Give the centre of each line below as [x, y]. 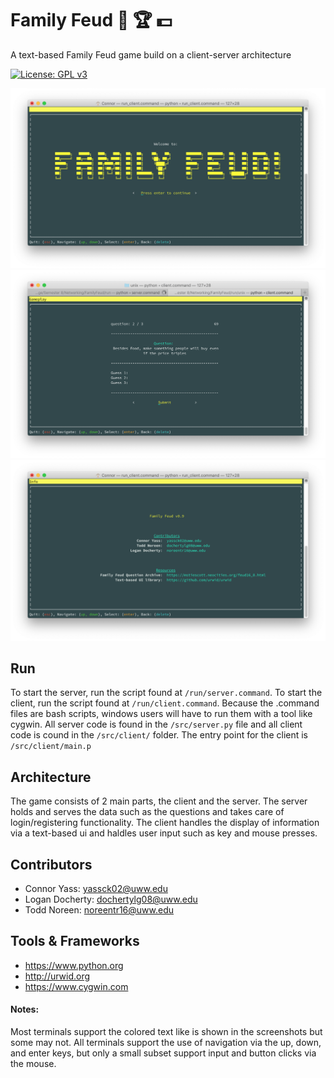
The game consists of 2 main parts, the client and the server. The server [159, 801]
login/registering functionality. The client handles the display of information [165, 823]
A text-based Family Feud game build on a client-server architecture [151, 54]
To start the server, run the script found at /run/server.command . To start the [166, 693]
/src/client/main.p [51, 747]
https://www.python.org [74, 965]
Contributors [51, 864]
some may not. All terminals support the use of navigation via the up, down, [166, 1042]
